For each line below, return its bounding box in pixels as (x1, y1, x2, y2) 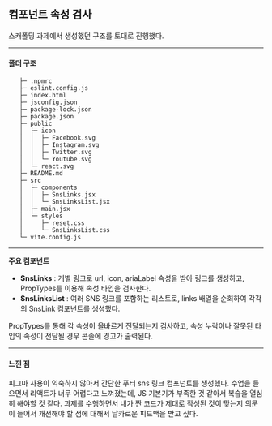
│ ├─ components (19, 183, 79, 192)
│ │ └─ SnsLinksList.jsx (19, 198, 111, 206)
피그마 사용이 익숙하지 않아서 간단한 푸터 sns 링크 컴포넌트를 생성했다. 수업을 (8, 378, 251, 388)
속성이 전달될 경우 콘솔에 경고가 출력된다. (23, 331, 154, 341)
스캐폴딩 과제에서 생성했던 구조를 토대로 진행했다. (8, 31, 164, 41)
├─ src (19, 177, 42, 185)
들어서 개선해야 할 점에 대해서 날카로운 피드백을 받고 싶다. (16, 409, 198, 419)
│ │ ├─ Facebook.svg (19, 134, 96, 142)
